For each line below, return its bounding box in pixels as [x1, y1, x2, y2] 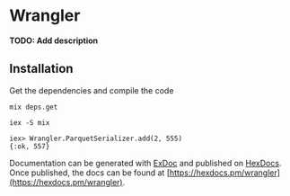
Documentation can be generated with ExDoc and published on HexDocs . [9, 157, 282, 168]
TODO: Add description [9, 35, 99, 46]
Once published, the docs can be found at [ [9, 167, 171, 178]
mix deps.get [9, 102, 58, 111]
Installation [9, 61, 74, 76]
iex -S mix [9, 118, 50, 127]
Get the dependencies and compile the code [9, 85, 174, 95]
